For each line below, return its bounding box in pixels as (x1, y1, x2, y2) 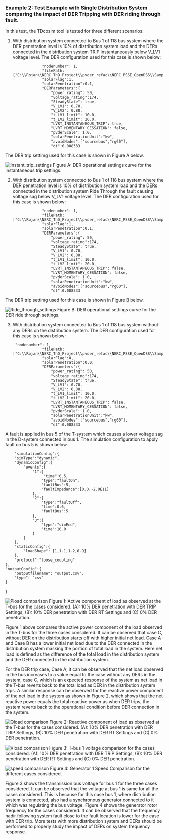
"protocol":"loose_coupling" (14, 557, 75, 563)
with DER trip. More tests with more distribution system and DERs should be (5, 818, 162, 824)
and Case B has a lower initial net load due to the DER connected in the (5, 640, 152, 646)
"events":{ (23, 464, 46, 470)
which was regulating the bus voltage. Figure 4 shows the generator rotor (5, 802, 158, 808)
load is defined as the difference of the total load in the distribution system (5, 651, 160, 657)
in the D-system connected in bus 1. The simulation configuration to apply (5, 436, 158, 442)
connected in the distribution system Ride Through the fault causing (12, 188, 154, 194)
